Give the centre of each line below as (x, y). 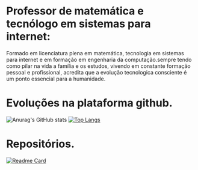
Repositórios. (41, 144)
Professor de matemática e (75, 11)
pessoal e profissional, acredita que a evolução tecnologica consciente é (97, 72)
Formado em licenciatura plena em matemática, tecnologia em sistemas (95, 53)
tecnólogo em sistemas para (79, 24)
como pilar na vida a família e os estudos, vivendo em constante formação (98, 66)
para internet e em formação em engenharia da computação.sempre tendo (99, 59)
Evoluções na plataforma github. (89, 103)
